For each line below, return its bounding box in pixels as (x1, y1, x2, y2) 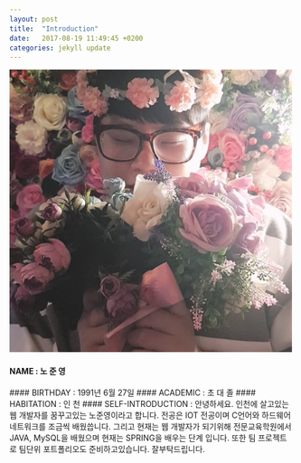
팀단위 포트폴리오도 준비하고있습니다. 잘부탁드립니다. (18, 444, 205, 455)
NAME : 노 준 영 (9, 365, 66, 376)
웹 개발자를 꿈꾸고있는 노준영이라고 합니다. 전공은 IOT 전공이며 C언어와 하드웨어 (9, 410, 291, 420)
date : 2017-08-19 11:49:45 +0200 (9, 33, 144, 43)
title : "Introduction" (9, 24, 99, 33)
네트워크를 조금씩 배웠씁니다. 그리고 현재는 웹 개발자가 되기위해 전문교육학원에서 (9, 421, 292, 432)
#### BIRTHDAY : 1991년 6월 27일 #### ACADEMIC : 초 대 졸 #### (9, 387, 256, 398)
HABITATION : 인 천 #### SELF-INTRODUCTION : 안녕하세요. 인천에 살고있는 (9, 399, 289, 410)
